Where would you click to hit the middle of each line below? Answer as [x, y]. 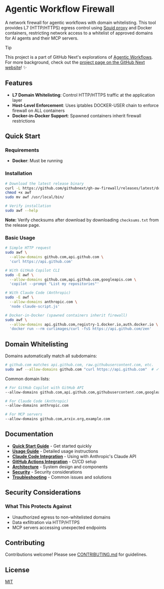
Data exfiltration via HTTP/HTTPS [46, 522]
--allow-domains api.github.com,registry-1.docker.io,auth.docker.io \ [84, 324]
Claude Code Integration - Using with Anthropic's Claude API [74, 456]
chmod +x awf [18, 193]
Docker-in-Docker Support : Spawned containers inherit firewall [77, 115]
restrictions [23, 121]
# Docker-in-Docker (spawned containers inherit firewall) [66, 315]
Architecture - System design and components [60, 467]
